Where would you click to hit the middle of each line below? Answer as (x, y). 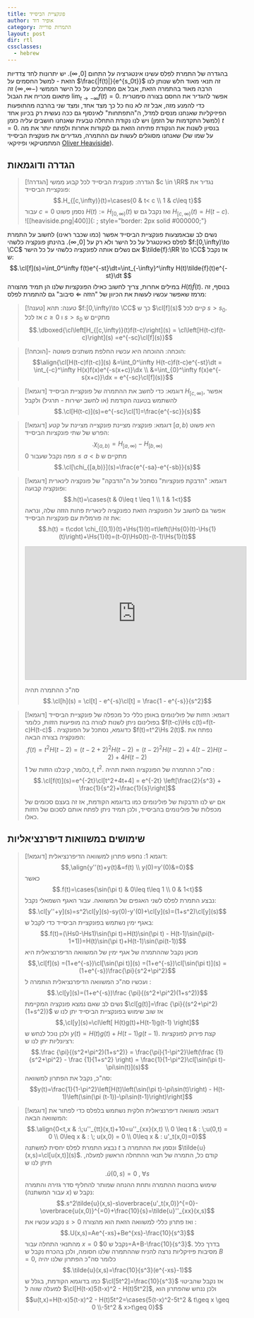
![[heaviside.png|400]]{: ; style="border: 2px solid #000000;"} (115, 221)
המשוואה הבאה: (46, 1118)
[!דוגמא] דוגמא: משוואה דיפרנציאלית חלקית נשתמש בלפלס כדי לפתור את (121, 1110)
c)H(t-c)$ (38, 730)
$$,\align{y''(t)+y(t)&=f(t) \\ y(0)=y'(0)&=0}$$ (127, 867)
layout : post (26, 34)
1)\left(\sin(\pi (81, 1097)
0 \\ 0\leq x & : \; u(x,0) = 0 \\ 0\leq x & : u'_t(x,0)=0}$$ (127, 1136)
